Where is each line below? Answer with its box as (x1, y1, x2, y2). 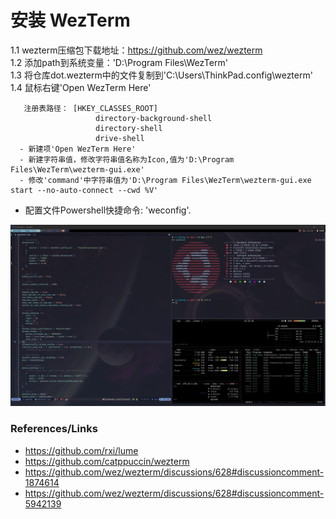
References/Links (10, 422, 98, 436)
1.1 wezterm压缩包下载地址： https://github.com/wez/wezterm (10, 44, 263, 56)
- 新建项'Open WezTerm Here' (19, 144, 137, 154)
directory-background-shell (95, 113, 213, 123)
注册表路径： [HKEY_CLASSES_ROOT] (23, 103, 159, 113)
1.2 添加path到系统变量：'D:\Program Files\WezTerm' (10, 56, 228, 68)
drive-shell (95, 133, 145, 143)
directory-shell (95, 123, 163, 133)
